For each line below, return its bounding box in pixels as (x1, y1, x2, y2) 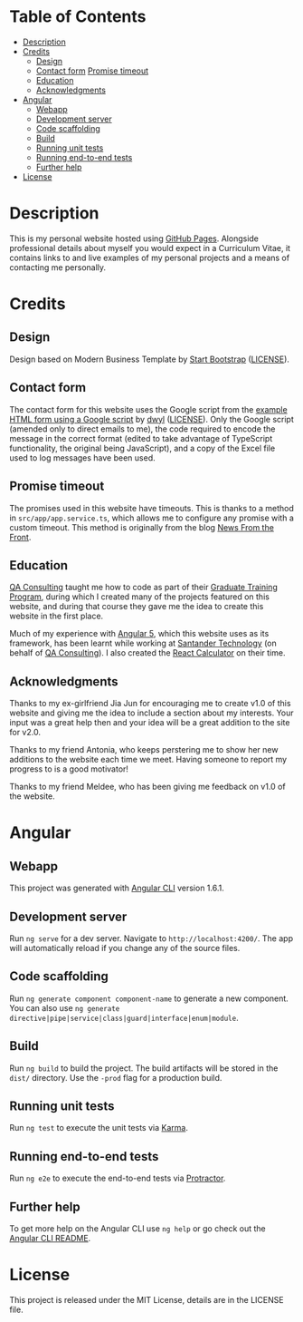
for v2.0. (9, 727, 41, 738)
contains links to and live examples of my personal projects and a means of (9, 252, 290, 263)
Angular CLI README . (9, 1233, 91, 1243)
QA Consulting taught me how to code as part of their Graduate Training (9, 582, 278, 593)
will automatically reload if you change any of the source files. (9, 942, 241, 953)
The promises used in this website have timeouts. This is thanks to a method (9, 502, 294, 513)
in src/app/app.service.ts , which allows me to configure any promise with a (9, 512, 294, 523)
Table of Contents (9, 6, 147, 27)
